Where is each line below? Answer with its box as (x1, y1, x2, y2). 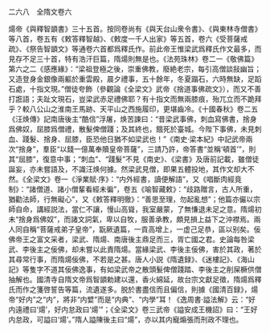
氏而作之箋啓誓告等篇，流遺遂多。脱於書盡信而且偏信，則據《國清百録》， (8, 285, 252, 294)
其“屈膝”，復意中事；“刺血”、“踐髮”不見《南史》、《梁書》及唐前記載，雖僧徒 (8, 155, 260, 164)
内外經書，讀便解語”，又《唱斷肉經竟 (119, 175, 243, 184)
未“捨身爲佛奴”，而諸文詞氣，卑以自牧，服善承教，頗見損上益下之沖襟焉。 (8, 215, 255, 224)
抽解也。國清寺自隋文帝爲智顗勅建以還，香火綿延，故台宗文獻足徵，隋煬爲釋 (8, 275, 262, 284)
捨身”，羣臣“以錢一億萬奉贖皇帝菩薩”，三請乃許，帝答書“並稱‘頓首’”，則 (18, 144, 256, 154)
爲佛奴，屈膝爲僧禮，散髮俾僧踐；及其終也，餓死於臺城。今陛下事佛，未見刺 (8, 124, 262, 134)
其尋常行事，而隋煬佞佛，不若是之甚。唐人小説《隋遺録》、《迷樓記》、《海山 (8, 255, 255, 264)
